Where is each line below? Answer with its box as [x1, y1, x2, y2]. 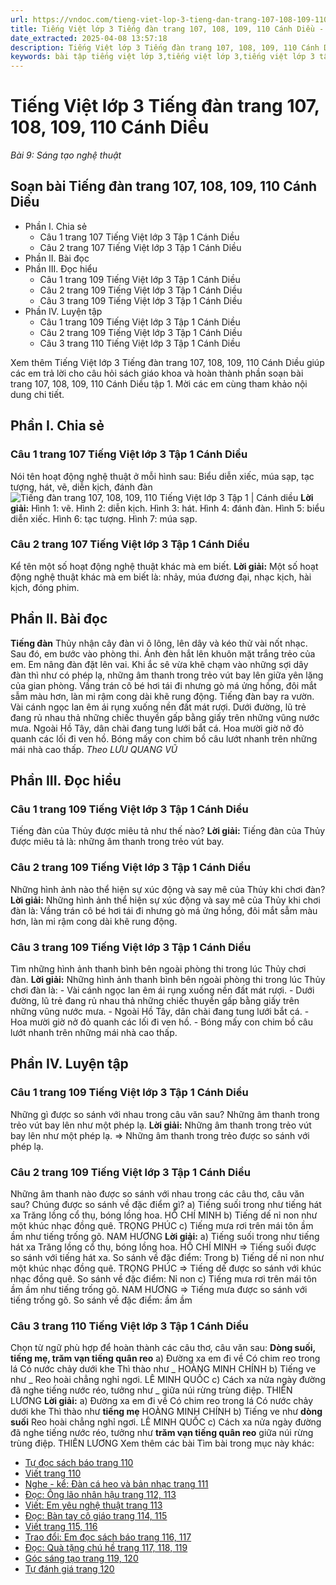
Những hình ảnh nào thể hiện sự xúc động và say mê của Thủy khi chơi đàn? [10, 883, 326, 895]
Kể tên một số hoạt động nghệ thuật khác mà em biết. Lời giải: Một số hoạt [10, 560, 319, 572]
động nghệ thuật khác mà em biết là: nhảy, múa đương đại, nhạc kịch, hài [10, 571, 312, 583]
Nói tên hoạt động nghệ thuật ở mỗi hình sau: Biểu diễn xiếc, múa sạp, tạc [10, 470, 315, 482]
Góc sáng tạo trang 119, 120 [24, 1552, 139, 1565]
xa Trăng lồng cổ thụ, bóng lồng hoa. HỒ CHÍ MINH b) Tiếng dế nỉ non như [10, 1209, 318, 1221]
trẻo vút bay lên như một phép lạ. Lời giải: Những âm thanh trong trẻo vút [10, 1119, 312, 1131]
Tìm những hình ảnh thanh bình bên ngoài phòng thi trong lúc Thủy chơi [10, 962, 307, 975]
